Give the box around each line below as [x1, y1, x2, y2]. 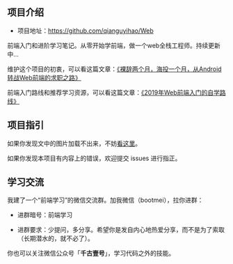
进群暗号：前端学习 [17, 211, 73, 219]
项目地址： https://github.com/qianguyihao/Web [17, 26, 154, 35]
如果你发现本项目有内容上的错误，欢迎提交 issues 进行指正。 [7, 154, 182, 162]
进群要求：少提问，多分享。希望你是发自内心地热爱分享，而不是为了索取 [17, 226, 225, 234]
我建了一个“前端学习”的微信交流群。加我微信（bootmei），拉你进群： [7, 196, 204, 204]
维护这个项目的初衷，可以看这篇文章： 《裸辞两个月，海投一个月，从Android [7, 65, 222, 73]
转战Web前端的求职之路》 [7, 73, 81, 81]
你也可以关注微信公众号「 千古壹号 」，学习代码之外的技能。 [7, 249, 175, 258]
